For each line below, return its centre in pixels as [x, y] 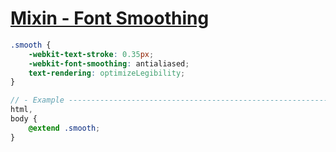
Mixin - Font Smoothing [110, 18]
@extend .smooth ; [64, 128]
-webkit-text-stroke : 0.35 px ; [91, 54]
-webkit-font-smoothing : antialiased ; [109, 63]
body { [24, 119]
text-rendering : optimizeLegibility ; [107, 73]
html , [21, 110]
